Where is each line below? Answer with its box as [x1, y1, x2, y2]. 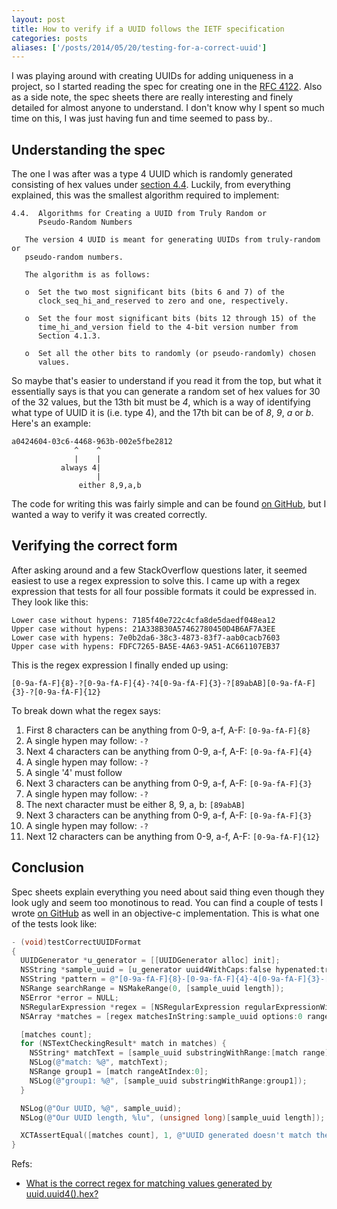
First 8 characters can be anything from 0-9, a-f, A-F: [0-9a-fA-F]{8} [25, 724, 311, 736]
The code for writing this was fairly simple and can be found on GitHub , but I [11, 498, 327, 510]
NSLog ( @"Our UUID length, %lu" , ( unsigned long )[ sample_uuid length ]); [20, 1112, 326, 1123]
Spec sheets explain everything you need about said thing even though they [11, 886, 325, 898]
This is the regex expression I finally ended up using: [11, 659, 229, 671]
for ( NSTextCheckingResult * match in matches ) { [20, 1039, 227, 1049]
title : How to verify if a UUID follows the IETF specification [11, 24, 285, 34]
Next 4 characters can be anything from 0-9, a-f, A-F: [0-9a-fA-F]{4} [25, 745, 313, 757]
